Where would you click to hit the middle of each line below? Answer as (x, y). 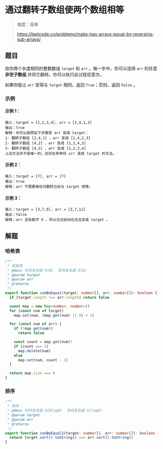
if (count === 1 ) (31, 346)
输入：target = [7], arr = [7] (36, 176)
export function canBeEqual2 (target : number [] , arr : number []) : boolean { (82, 433)
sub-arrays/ (29, 39)
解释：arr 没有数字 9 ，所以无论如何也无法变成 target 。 (57, 220)
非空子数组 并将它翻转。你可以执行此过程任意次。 (55, 74)
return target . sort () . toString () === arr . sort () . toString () (71, 438)
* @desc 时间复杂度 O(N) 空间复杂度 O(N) (47, 270)
